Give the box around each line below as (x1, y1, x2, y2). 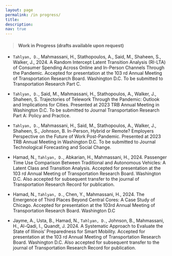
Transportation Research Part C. (12, 81, 81, 87)
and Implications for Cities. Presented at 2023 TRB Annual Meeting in (12, 102, 160, 108)
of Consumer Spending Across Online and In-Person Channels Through (12, 65, 165, 71)
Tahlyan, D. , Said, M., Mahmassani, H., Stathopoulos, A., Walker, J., (12, 91, 157, 97)
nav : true (5, 27, 27, 32)
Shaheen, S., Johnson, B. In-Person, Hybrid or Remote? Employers (12, 128, 154, 134)
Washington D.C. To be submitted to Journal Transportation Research (12, 107, 160, 113)
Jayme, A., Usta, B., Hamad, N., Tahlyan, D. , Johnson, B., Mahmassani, (12, 218, 164, 224)
